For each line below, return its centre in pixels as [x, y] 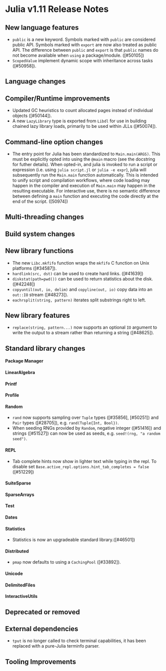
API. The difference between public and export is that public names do [85, 50]
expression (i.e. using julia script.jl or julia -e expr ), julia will [79, 170]
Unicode [14, 574]
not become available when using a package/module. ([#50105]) [78, 55]
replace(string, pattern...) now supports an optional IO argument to [85, 327]
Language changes [35, 81]
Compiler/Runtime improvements [58, 98]
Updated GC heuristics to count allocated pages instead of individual [83, 110]
